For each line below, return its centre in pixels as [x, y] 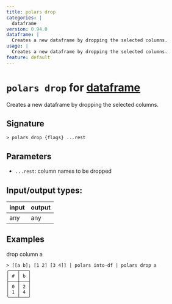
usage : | [17, 46]
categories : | [24, 18]
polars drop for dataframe [73, 88]
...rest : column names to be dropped [63, 171]
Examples [25, 240]
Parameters [29, 156]
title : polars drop [31, 12]
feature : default [28, 57]
